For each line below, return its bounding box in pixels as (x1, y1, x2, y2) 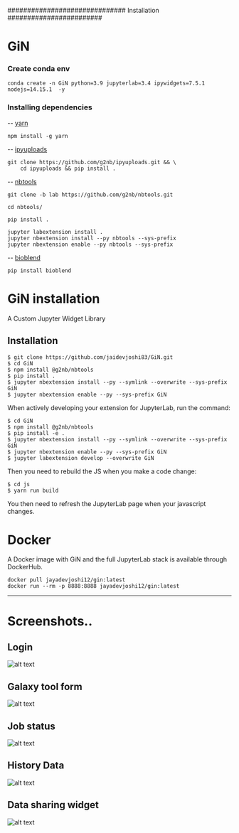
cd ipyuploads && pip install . (20, 165, 116, 172)
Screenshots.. (7, 613, 93, 629)
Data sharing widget (7, 799, 100, 811)
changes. (7, 507, 35, 515)
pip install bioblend (7, 267, 72, 274)
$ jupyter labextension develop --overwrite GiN (7, 454, 154, 461)
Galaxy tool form (7, 680, 83, 692)
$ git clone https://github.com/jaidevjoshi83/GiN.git (7, 353, 174, 361)
